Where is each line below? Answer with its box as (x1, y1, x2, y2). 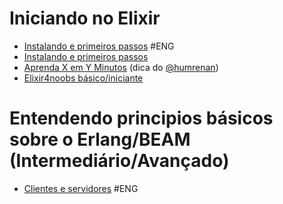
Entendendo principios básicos (9, 107, 274, 130)
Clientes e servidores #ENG (23, 182, 139, 194)
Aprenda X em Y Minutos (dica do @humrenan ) (23, 61, 219, 73)
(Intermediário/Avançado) (9, 150, 230, 172)
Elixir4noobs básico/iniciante (23, 72, 144, 84)
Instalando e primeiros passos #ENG (23, 40, 175, 52)
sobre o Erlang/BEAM (9, 128, 191, 151)
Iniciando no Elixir (9, 7, 161, 30)
